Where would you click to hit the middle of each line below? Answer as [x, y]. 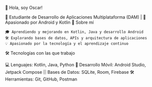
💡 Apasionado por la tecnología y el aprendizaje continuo [67, 44]
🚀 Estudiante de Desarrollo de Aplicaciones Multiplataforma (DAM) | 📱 [76, 17]
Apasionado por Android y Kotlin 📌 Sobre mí [50, 22]
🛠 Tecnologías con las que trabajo [40, 53]
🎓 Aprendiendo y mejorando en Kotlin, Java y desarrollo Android [74, 32]
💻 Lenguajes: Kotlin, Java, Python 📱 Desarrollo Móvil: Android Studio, [76, 65]
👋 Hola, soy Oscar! [24, 8]
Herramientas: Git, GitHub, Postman [41, 79]
